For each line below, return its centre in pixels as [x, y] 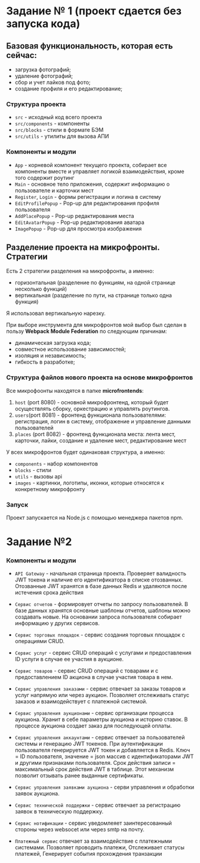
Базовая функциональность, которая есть [90, 46]
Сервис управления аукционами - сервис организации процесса [94, 713]
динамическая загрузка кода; [53, 343]
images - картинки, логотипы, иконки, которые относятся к [89, 483]
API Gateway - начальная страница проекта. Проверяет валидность [101, 574]
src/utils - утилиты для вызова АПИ [62, 137]
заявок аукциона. [37, 794]
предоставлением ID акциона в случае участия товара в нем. [94, 677]
